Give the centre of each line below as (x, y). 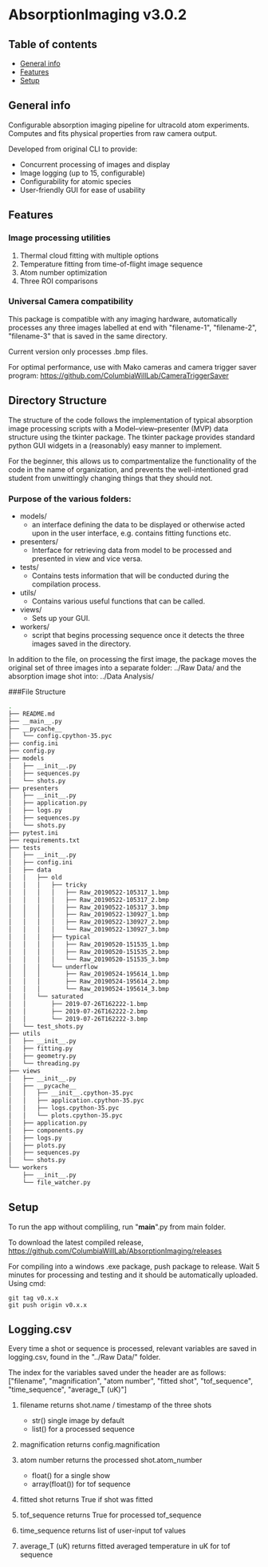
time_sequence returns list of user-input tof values (102, 1531)
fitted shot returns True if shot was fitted (86, 1500)
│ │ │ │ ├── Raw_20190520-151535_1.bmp (89, 944)
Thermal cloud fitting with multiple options (89, 255)
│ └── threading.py (44, 1063)
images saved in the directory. (81, 643)
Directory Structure (58, 401)
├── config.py (32, 751)
